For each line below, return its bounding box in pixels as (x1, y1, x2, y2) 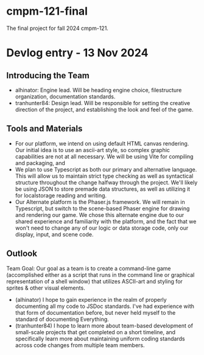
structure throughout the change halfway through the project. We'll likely (15, 178, 198, 186)
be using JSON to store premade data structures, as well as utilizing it (15, 185, 191, 192)
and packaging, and (15, 159, 66, 166)
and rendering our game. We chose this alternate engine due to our (15, 211, 185, 218)
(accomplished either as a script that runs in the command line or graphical (6, 271, 195, 279)
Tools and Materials (6, 123, 83, 134)
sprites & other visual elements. (6, 284, 85, 291)
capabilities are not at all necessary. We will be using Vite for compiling (15, 153, 194, 160)
